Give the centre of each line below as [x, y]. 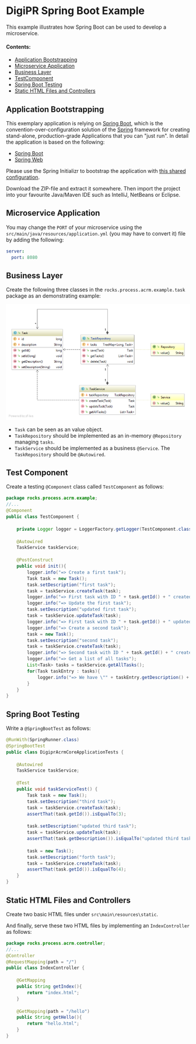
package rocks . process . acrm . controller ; [56, 943]
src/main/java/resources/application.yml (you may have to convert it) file [96, 233]
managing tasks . [34, 442]
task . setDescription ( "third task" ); [71, 801]
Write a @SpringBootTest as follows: [48, 728]
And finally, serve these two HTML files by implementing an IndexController [98, 925]
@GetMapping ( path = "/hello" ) [53, 1011]
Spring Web [29, 159]
